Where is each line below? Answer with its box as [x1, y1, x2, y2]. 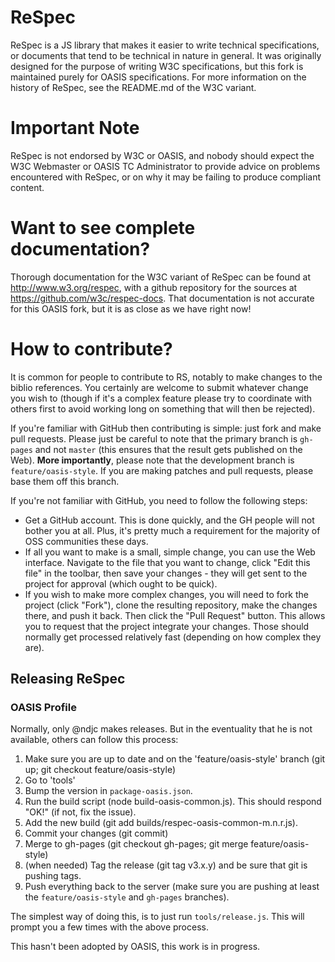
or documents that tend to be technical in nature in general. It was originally [10, 49, 322, 61]
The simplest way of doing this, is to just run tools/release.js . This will [10, 911, 305, 923]
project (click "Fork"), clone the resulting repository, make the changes [24, 599, 318, 611]
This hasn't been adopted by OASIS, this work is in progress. [10, 941, 261, 953]
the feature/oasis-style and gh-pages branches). [24, 891, 230, 903]
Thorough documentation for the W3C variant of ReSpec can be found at [10, 271, 311, 283]
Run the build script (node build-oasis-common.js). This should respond [24, 796, 322, 808]
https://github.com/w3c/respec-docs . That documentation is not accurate [10, 292, 315, 304]
